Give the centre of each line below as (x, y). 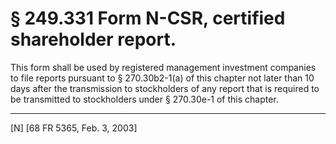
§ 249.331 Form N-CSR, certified (148, 18)
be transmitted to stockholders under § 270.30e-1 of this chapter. (144, 99)
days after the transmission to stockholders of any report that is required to (165, 88)
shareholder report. (93, 39)
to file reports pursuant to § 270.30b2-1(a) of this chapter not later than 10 (162, 78)
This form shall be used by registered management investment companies (163, 67)
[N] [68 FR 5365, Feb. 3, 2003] (74, 128)
